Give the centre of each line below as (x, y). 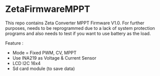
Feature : (14, 43)
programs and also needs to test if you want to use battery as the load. (78, 33)
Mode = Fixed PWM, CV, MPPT (44, 53)
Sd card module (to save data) (43, 69)
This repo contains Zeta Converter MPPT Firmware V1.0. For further (75, 23)
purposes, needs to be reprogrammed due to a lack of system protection (80, 28)
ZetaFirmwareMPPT (48, 9)
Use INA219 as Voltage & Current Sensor (54, 58)
